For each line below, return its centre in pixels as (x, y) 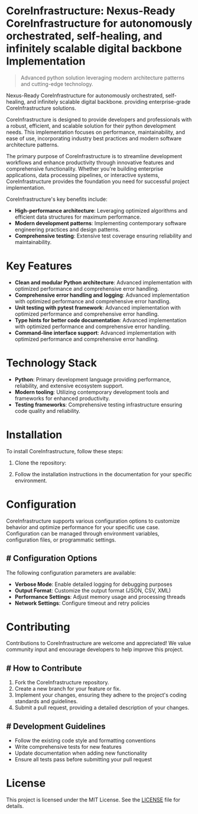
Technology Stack (52, 363)
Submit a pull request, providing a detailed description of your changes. (102, 708)
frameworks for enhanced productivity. (62, 398)
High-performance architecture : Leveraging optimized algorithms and (101, 210)
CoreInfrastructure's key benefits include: (57, 199)
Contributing (38, 627)
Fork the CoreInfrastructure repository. (62, 682)
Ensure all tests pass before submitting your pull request (83, 759)
